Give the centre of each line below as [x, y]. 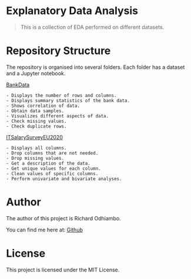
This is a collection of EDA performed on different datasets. [92, 27]
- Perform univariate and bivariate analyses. [64, 179]
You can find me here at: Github [45, 230]
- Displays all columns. [36, 148]
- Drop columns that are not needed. [52, 153]
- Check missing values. [36, 121]
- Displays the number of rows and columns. [61, 95]
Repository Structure [58, 51]
